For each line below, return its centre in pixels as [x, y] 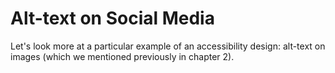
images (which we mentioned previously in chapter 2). [122, 56]
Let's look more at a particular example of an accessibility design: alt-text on [168, 46]
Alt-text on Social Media [112, 18]
